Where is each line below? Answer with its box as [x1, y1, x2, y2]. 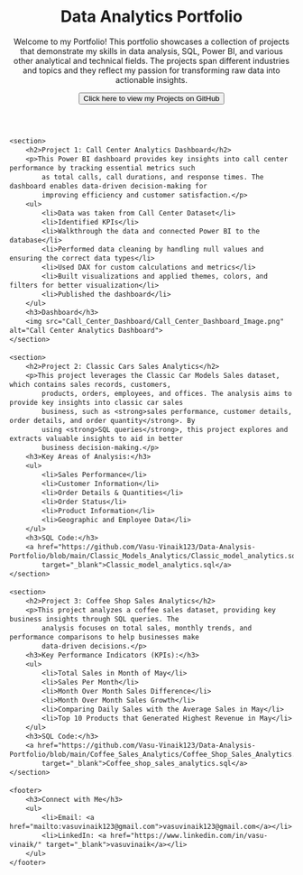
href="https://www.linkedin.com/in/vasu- [109, 831, 269, 840]
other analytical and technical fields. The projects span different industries [13, 55, 290, 66]
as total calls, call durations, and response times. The [41, 172, 264, 181]
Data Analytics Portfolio [60, 6, 243, 27]
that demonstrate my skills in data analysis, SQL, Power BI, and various [19, 45, 284, 56]
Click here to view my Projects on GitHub [83, 93, 220, 103]
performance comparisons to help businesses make [9, 632, 200, 641]
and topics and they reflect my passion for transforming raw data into [22, 65, 281, 76]
